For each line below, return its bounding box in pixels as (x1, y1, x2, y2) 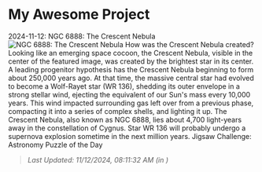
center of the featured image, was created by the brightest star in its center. (8, 57, 254, 66)
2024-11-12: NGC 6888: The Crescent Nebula (8, 31, 156, 41)
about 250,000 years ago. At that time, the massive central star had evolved (8, 73, 254, 82)
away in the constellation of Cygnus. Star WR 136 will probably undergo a (8, 123, 246, 133)
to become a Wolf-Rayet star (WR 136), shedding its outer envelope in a (8, 81, 240, 91)
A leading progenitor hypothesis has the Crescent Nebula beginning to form (8, 64, 254, 74)
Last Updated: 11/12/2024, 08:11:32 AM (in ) (27, 155, 169, 164)
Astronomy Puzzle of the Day (8, 140, 103, 149)
